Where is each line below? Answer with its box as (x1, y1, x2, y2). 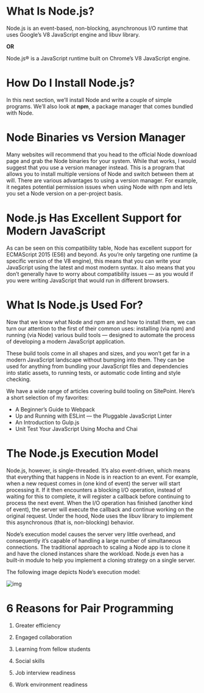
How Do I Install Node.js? (6, 76, 135, 90)
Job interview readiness (15, 669, 76, 676)
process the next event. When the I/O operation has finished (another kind (6, 499, 193, 506)
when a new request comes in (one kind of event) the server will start (6, 479, 181, 487)
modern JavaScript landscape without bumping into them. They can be (6, 356, 185, 363)
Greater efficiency (15, 622, 61, 629)
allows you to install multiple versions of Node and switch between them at (6, 170, 194, 178)
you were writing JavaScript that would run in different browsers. (6, 277, 169, 284)
